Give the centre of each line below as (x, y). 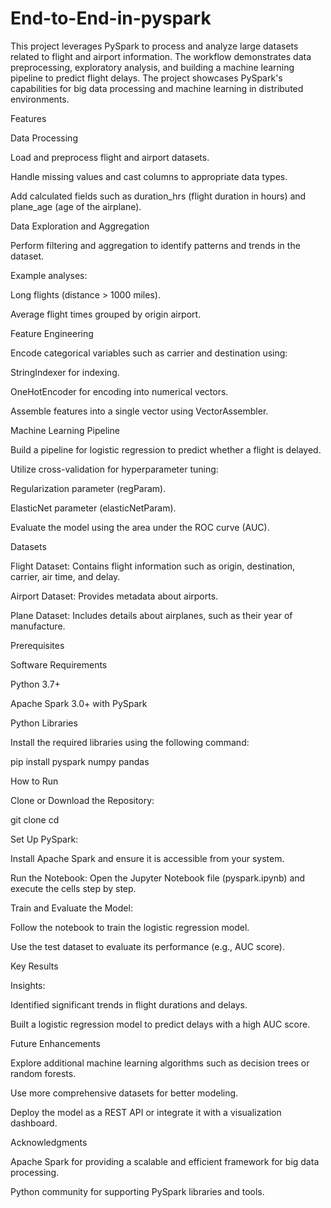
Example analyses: (49, 275)
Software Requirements (59, 664)
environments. (40, 99)
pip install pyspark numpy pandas (80, 761)
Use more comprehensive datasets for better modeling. (124, 1093)
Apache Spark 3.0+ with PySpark (79, 703)
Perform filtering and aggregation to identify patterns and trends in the (155, 245)
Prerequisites (37, 645)
